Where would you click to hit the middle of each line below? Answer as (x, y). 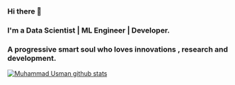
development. (32, 58)
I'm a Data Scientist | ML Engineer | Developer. (88, 30)
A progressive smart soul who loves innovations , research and (118, 49)
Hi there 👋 (25, 11)
